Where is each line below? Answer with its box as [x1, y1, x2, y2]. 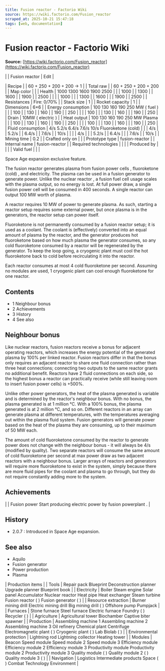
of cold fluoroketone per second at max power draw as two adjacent [5, 453, 144, 459]
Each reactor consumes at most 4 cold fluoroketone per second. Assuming [5, 263, 158, 269]
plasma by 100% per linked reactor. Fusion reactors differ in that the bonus [5, 355, 157, 361]
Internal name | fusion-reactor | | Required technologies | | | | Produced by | [5, 141, 159, 147]
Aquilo [12, 556, 26, 562]
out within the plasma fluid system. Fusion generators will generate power [5, 416, 155, 422]
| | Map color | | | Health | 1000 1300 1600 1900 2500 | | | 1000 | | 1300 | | [5, 89, 153, 95]
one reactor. [5, 273, 30, 279]
